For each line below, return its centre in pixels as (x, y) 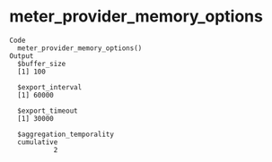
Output (22, 55)
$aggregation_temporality (66, 134)
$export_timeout (48, 111)
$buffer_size (42, 64)
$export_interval (50, 87)
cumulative (38, 142)
